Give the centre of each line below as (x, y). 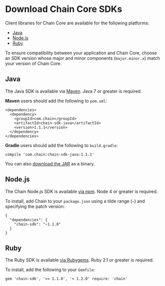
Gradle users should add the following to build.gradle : (62, 145)
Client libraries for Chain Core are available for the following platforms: (77, 23)
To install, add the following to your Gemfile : (50, 270)
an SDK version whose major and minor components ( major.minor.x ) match (82, 58)
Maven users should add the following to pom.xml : (56, 101)
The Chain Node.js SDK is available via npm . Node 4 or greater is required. (82, 191)
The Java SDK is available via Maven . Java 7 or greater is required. (74, 91)
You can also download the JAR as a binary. (50, 163)
